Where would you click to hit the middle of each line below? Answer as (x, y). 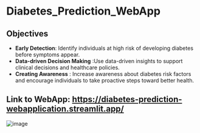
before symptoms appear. (47, 55)
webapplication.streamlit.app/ (65, 109)
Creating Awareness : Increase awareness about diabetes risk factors (103, 74)
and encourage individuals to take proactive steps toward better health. (105, 80)
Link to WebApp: (39, 99)
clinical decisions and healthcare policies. (67, 67)
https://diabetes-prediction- (127, 99)
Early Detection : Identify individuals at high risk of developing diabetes (104, 48)
